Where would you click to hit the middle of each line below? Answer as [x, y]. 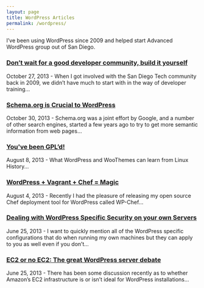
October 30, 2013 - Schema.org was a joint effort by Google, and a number [100, 118]
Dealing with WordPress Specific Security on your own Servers [102, 218]
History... [18, 167]
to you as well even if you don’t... [48, 244]
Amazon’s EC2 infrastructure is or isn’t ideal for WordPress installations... [98, 279]
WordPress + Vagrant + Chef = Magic [63, 182]
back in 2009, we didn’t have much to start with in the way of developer [97, 82]
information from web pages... [44, 131]
